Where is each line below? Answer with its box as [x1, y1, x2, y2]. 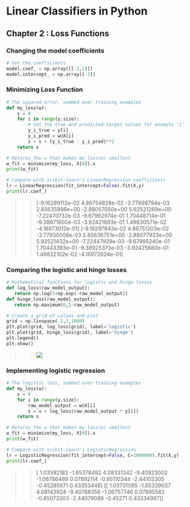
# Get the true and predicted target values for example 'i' [28, 122, 185, 128]
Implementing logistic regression [6, 366, 106, 375]
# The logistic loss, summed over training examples [6, 380, 142, 386]
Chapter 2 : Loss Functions [6, 28, 110, 39]
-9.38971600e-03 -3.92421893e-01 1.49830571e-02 [36, 218, 167, 226]
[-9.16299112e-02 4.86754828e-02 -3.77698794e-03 [36, 199, 170, 206]
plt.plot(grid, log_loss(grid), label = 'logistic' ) [6, 324, 136, 330]
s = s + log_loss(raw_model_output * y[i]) [28, 408, 139, 414]
